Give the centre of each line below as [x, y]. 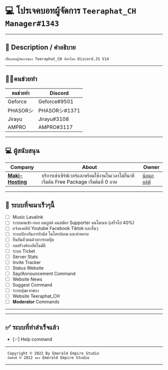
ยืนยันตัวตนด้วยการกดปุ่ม [33, 239]
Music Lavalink [28, 217]
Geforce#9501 [56, 101]
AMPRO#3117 [55, 127]
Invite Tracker [26, 262]
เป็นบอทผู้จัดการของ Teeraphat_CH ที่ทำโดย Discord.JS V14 [57, 59]
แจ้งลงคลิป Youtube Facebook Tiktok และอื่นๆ [55, 228]
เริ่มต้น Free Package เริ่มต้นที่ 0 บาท [79, 182]
